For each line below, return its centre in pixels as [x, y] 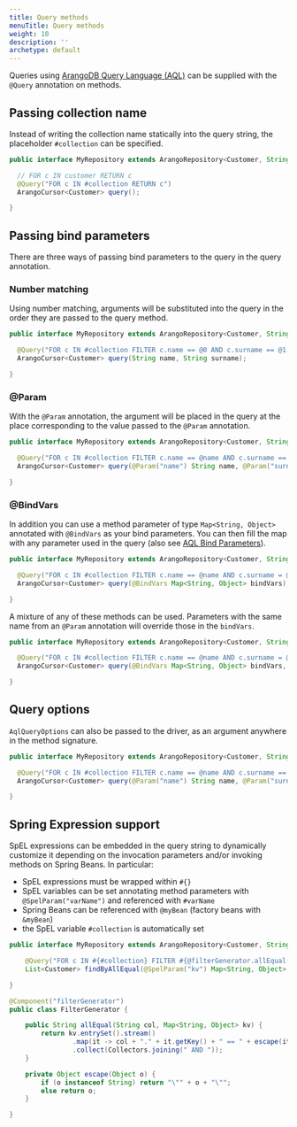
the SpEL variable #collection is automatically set [113, 929]
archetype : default [45, 50]
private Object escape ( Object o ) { [91, 1074]
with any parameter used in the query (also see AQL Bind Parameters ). [138, 543]
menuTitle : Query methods [57, 26]
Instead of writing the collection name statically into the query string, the [141, 134]
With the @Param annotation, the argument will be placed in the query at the [145, 416]
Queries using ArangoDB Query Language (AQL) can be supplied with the [143, 75]
